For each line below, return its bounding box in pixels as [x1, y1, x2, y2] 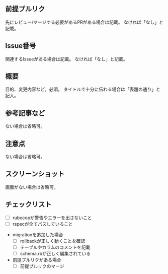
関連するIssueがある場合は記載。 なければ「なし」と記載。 [5, 56, 128, 62]
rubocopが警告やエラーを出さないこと [12, 215, 92, 221]
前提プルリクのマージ [20, 263, 64, 269]
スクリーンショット [5, 170, 64, 178]
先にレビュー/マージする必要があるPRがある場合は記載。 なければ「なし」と [5, 19, 163, 25]
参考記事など [5, 109, 45, 117]
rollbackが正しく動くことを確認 [20, 238, 86, 244]
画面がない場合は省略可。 [5, 184, 58, 190]
